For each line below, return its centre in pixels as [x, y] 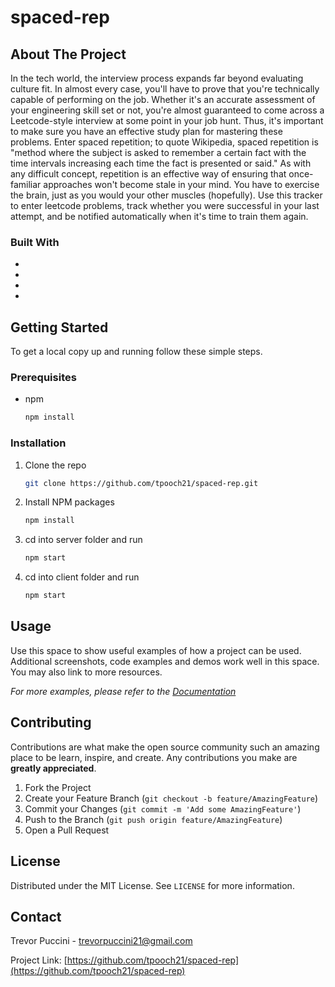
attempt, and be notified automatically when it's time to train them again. [159, 216]
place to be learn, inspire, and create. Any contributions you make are [154, 757]
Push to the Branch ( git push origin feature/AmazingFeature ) [153, 819]
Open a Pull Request [67, 830]
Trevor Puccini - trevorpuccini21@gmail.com [101, 941]
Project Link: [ [39, 960]
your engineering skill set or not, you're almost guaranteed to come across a [167, 110]
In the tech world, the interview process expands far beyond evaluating [157, 78]
